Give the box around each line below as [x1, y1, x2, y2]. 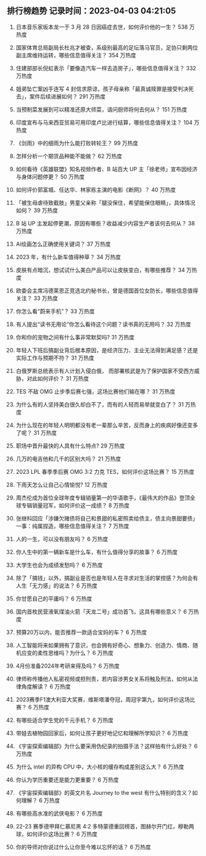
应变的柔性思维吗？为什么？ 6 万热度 [21, 649, 114, 656]
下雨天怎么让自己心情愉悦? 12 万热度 [15, 481, 108, 488]
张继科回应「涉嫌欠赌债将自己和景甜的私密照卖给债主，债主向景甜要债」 [15, 514, 198, 522]
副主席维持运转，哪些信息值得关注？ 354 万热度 [15, 51, 136, 59]
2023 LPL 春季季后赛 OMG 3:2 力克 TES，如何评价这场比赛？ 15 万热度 [15, 468, 195, 475]
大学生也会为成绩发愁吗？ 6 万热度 [15, 561, 103, 569]
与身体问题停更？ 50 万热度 [15, 173, 85, 180]
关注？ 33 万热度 [15, 294, 58, 301]
